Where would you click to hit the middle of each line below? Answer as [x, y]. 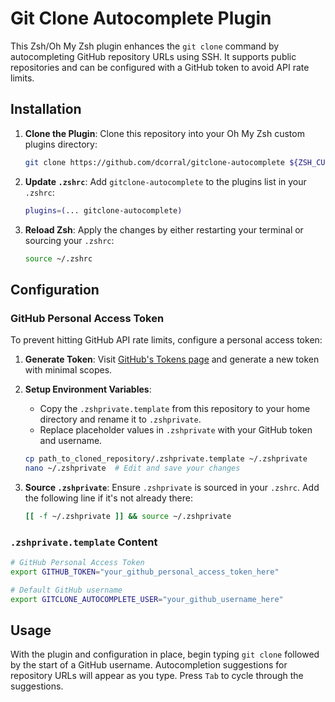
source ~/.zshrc [58, 258]
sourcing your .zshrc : [69, 240]
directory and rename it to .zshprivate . [120, 419]
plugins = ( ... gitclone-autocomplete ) [103, 210]
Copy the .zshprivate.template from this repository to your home [175, 409]
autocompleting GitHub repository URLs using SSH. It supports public [153, 56]
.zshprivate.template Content [84, 542]
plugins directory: [61, 144]
